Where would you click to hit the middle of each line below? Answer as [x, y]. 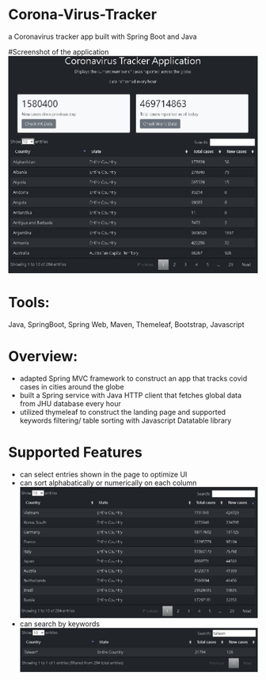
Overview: [43, 357]
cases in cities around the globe [72, 387]
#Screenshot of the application [59, 51]
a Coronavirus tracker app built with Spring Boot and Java [103, 36]
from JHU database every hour [70, 404]
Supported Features [75, 452]
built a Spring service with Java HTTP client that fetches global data [131, 395]
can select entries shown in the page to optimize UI [103, 474]
